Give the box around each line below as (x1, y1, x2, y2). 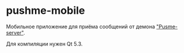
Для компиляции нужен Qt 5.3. (6, 40, 83, 47)
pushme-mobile (6, 4, 85, 17)
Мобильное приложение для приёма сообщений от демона (6, 23, 155, 30)
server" (6, 29, 24, 36)
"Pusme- (156, 23, 178, 30)
